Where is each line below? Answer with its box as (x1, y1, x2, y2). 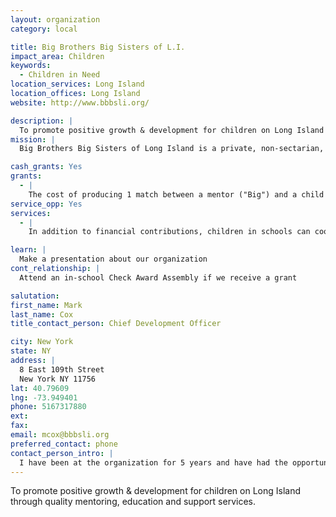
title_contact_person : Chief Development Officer (10, 319, 222, 329)
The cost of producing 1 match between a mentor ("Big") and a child (28, 189, 325, 200)
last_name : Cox (10, 309, 74, 320)
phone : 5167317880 (10, 402, 87, 412)
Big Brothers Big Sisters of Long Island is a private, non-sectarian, (19, 144, 325, 154)
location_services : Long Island (10, 79, 145, 90)
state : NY (10, 346, 52, 356)
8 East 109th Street (19, 364, 105, 375)
